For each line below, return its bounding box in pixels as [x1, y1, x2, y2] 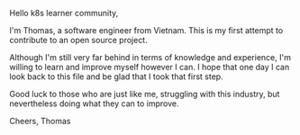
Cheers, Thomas [9, 116, 71, 126]
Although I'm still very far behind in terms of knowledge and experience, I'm [9, 52, 291, 62]
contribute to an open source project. [9, 35, 148, 45]
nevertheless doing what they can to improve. [9, 98, 179, 109]
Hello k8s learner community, [9, 8, 119, 18]
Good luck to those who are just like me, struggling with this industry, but [9, 89, 280, 99]
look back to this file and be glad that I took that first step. [9, 71, 223, 82]
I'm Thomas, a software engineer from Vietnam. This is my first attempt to [9, 25, 284, 35]
